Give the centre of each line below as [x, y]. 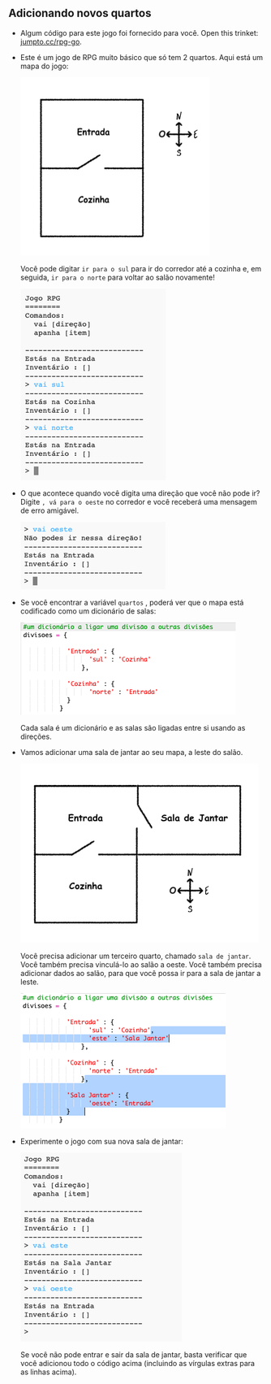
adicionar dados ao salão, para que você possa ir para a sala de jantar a [140, 973]
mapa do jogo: [44, 66]
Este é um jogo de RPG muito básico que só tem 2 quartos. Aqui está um [142, 57]
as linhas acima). [48, 1372]
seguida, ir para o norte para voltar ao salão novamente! [117, 277]
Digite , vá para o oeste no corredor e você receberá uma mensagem [138, 501]
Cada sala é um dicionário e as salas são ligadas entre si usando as [133, 727]
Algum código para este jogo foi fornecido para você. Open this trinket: [139, 33]
